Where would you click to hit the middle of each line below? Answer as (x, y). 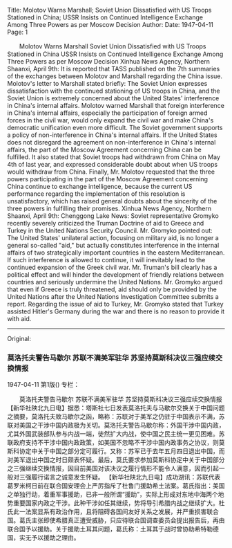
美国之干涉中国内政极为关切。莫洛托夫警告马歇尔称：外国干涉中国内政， (122, 426)
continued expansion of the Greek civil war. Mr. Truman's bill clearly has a (112, 267)
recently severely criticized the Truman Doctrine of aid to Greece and (106, 223)
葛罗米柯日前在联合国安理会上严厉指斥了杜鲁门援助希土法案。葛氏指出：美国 (116, 486)
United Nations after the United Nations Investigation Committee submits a (113, 296)
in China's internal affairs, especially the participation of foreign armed (107, 113)
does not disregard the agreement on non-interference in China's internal (112, 142)
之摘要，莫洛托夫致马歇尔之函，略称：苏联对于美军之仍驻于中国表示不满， (113, 417)
